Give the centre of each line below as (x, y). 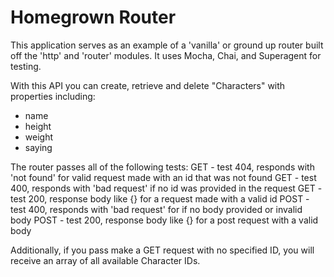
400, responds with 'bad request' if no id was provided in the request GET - (166, 188)
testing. (26, 66)
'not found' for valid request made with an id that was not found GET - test (163, 177)
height (38, 126)
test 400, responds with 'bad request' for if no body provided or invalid (156, 209)
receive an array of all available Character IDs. (105, 260)
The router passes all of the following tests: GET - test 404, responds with (162, 167)
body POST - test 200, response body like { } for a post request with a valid (164, 220)
